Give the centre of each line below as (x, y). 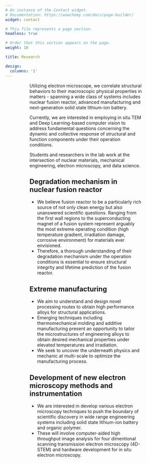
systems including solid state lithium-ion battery (88, 422)
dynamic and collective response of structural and (82, 133)
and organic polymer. (59, 428)
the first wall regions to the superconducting (84, 218)
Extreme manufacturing (68, 289)
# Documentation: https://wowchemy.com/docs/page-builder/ (70, 15)
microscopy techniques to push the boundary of (88, 411)
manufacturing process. (62, 361)
